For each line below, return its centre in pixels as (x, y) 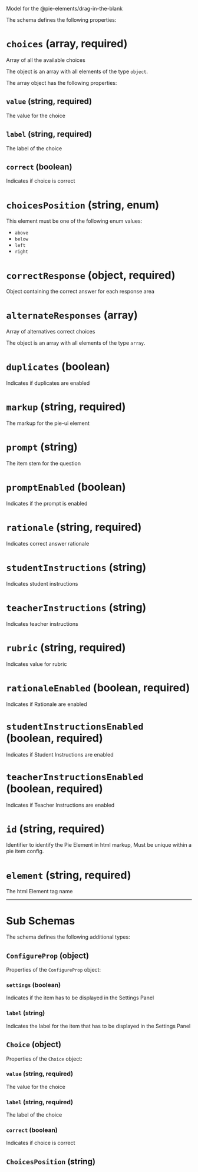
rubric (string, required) (66, 647)
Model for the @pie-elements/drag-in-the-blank (64, 9)
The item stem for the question (44, 463)
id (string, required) (55, 829)
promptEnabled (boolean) (66, 487)
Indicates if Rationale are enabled (47, 704)
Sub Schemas (41, 921)
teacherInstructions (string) (76, 608)
